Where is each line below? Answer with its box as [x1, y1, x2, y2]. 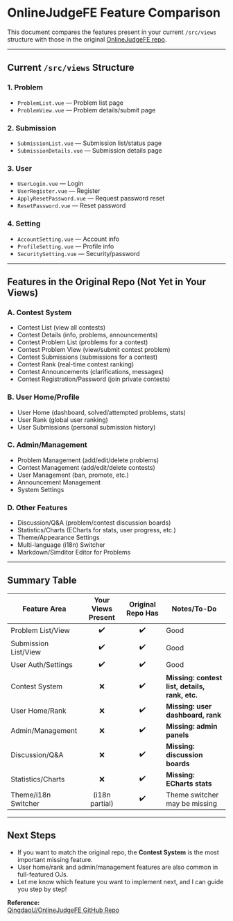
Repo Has [126, 608, 159, 618]
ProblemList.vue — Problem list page [17, 99, 123, 107]
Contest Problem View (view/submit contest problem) [17, 346, 171, 354]
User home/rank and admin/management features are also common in [17, 863, 218, 871]
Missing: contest [166, 673, 223, 682]
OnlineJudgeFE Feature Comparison [7, 5, 221, 21]
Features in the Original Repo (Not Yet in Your [7, 276, 207, 287]
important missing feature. [17, 855, 93, 863]
